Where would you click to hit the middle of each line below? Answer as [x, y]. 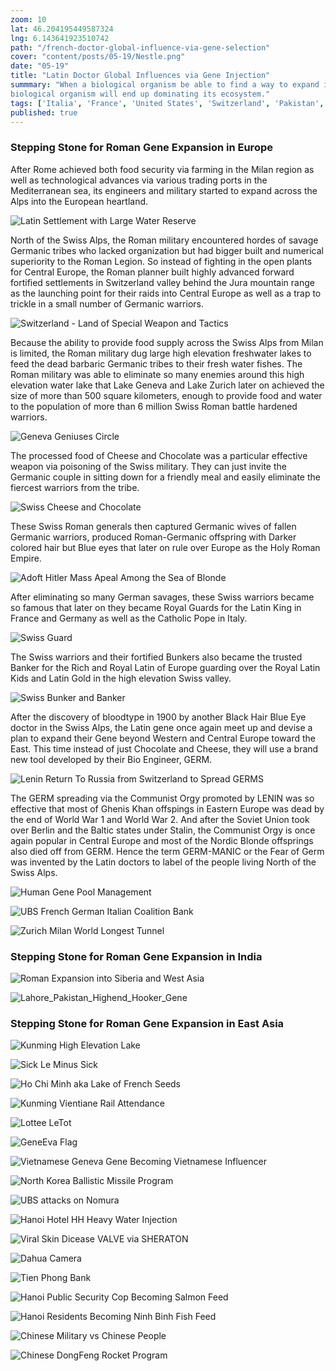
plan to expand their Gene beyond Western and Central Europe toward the [163, 738]
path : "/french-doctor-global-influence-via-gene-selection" [140, 47]
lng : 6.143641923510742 [60, 38]
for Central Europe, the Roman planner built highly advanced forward [152, 272]
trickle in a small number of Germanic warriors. [107, 303]
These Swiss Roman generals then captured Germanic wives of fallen [153, 526]
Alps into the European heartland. [79, 201]
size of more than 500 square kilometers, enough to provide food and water [166, 395]
